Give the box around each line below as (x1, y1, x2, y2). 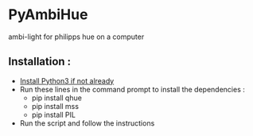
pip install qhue (31, 93, 82, 103)
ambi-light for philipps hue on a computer (8, 32, 145, 41)
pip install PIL (31, 110, 76, 119)
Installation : (8, 55, 72, 68)
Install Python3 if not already (19, 76, 115, 85)
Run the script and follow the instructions (19, 118, 155, 128)
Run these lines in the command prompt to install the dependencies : (19, 84, 245, 94)
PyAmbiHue (8, 6, 88, 24)
